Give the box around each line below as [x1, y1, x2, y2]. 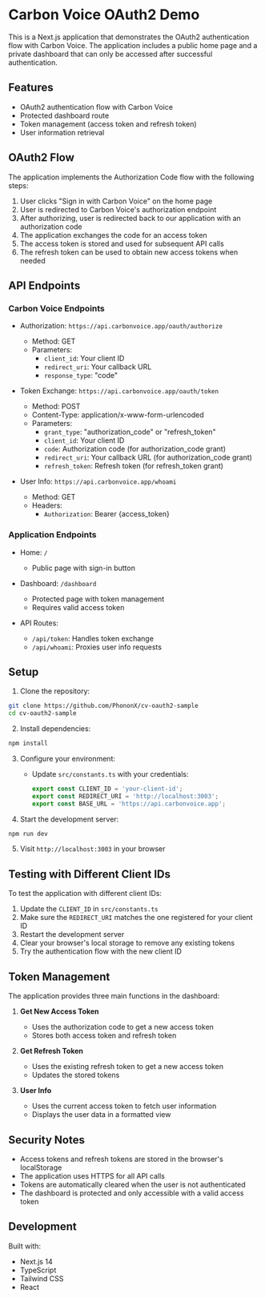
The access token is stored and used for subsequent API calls [19, 239, 224, 248]
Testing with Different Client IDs [8, 867, 171, 881]
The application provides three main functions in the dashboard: [8, 991, 220, 1001]
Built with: [8, 1241, 42, 1251]
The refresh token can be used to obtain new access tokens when [19, 247, 239, 257]
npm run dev [8, 830, 48, 838]
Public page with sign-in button [31, 563, 136, 573]
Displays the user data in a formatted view [31, 1110, 171, 1119]
